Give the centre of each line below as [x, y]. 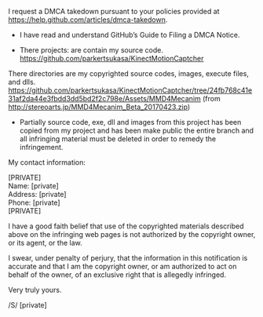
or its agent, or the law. [45, 243]
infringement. [41, 147]
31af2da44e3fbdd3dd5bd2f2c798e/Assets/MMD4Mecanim [105, 98]
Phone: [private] [34, 202]
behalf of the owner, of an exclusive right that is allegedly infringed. [117, 275]
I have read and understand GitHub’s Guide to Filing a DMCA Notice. [130, 35]
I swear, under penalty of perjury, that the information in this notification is [128, 258]
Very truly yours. [35, 290]
